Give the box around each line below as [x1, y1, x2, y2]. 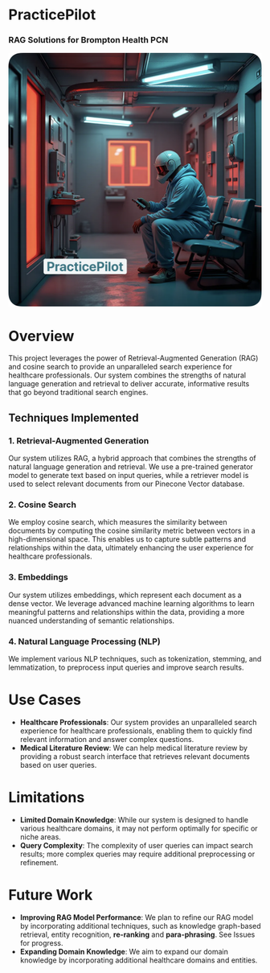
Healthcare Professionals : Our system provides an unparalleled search [19, 717, 257, 727]
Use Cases [8, 691, 82, 709]
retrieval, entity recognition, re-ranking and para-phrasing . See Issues [19, 930, 256, 939]
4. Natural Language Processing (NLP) [8, 636, 161, 647]
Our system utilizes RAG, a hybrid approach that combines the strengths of [8, 453, 257, 464]
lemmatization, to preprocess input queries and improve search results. [8, 662, 244, 673]
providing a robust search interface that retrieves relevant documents [19, 751, 251, 761]
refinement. [19, 857, 59, 867]
